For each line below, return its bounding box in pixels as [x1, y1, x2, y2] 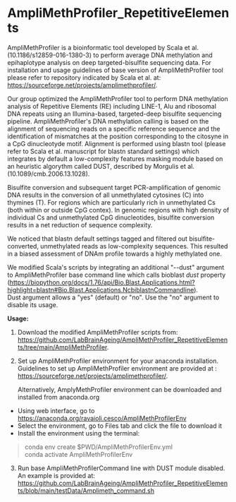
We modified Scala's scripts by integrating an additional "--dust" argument [7, 263, 225, 271]
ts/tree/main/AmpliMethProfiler [17, 342, 107, 351]
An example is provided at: [17, 471, 95, 479]
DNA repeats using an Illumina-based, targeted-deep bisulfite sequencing [7, 109, 222, 118]
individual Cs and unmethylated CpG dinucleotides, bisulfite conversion [7, 213, 215, 222]
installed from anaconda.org [17, 393, 100, 401]
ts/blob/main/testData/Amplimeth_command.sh [17, 486, 155, 495]
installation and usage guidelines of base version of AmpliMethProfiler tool [7, 66, 223, 74]
